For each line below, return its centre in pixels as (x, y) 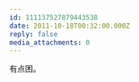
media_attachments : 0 (50, 42)
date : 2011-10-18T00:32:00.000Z (69, 26)
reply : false (34, 34)
